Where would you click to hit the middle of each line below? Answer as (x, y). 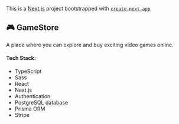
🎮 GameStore (32, 28)
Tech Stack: (21, 58)
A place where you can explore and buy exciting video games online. (90, 45)
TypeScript (28, 71)
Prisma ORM (30, 109)
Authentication (32, 96)
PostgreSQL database (41, 103)
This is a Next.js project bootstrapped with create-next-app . (79, 9)
